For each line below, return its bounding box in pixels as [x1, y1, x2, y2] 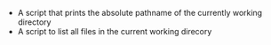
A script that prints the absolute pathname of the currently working [17, 8, 263, 18]
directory [17, 17, 52, 27]
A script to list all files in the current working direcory [17, 26, 212, 36]
